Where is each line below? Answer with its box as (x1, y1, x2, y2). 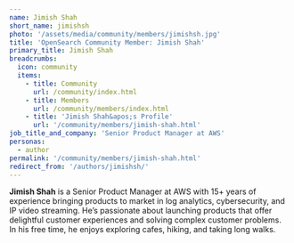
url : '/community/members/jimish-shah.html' (32, 121, 201, 130)
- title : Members (25, 95, 90, 105)
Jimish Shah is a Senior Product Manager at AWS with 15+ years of (9, 186, 257, 197)
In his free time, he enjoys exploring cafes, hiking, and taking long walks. (9, 224, 276, 235)
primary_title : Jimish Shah (9, 46, 114, 55)
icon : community (17, 63, 78, 72)
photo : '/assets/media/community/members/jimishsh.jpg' (9, 29, 221, 38)
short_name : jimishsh (9, 21, 90, 30)
